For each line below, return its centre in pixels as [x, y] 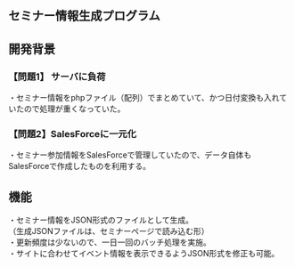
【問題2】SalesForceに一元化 [73, 134]
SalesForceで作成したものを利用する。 [80, 166]
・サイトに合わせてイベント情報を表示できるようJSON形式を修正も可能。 [144, 254]
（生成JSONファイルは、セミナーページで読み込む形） [109, 231]
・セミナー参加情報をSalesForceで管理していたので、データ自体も [130, 155]
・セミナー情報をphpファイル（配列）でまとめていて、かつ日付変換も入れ [144, 98]
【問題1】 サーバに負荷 [57, 77]
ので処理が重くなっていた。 [74, 109]
